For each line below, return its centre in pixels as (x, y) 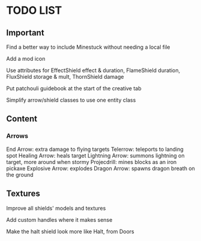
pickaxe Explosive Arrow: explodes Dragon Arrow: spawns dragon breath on (100, 168)
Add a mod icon (26, 59)
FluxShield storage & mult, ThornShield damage (65, 77)
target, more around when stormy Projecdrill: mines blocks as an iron (91, 162)
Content (22, 119)
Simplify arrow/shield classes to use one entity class (71, 100)
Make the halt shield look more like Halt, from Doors (70, 231)
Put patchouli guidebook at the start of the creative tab (74, 88)
